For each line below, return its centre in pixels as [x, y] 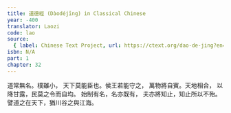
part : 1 [18, 59]
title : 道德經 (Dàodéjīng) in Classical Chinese [77, 13]
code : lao [21, 33]
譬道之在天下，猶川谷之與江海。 [52, 102]
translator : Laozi [33, 26]
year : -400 [23, 20]
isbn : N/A [21, 52]
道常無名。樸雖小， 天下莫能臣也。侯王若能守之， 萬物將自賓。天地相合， [111, 85]
